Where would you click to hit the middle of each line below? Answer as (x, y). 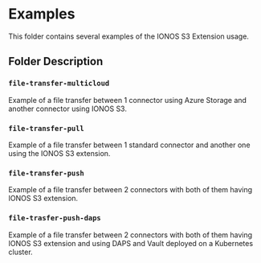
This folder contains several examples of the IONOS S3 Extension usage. (128, 36)
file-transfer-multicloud (59, 84)
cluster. (21, 252)
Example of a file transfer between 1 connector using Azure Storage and (128, 100)
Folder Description (56, 62)
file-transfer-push (46, 173)
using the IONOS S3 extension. (59, 153)
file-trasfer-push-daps (55, 218)
